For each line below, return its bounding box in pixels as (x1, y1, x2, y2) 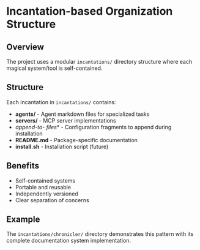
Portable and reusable (15, 183, 72, 191)
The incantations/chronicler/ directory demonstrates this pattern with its (6, 230, 194, 238)
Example (6, 214, 40, 225)
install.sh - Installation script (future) (15, 143, 109, 150)
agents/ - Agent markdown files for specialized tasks (15, 110, 150, 118)
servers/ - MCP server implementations (15, 116, 116, 124)
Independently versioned (15, 190, 78, 197)
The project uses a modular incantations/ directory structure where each (6, 58, 193, 65)
